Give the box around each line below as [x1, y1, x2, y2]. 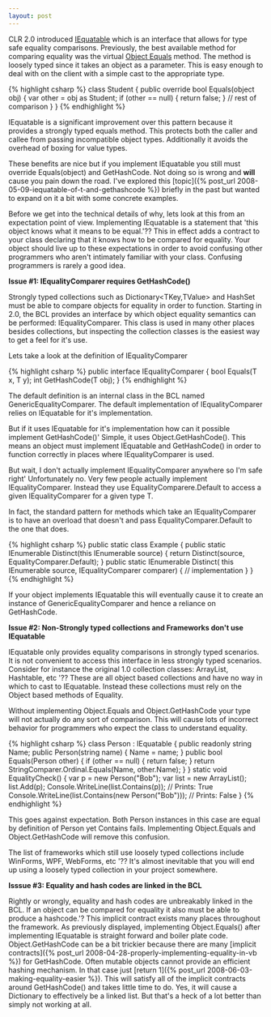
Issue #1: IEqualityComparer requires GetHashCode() [8, 276, 191, 286]
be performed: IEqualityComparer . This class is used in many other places [8, 318, 255, 327]
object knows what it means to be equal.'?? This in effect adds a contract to [8, 226, 260, 236]
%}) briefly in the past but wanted [146, 184, 260, 194]
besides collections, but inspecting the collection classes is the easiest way [8, 326, 260, 336]
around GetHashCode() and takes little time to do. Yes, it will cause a [8, 982, 237, 992]
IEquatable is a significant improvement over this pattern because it [8, 117, 233, 126]
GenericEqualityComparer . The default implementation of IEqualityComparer [8, 399, 263, 409]
